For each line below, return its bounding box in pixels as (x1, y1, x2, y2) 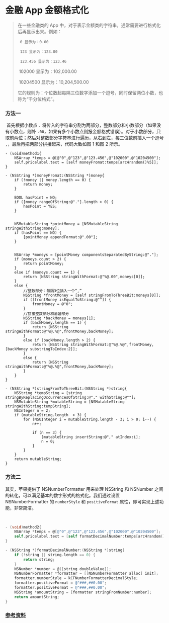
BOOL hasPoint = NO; (14, 195, 57, 200)
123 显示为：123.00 (20, 49, 58, 54)
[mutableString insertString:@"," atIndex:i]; (41, 434, 141, 440)
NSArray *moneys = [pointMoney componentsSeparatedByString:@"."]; (14, 252, 158, 257)
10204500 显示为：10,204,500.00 (19, 79, 89, 85)
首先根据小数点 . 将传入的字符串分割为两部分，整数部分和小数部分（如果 (6, 122, 157, 128)
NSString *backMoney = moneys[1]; (23, 316, 96, 321)
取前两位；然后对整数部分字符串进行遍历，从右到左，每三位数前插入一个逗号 (5, 135, 164, 141)
